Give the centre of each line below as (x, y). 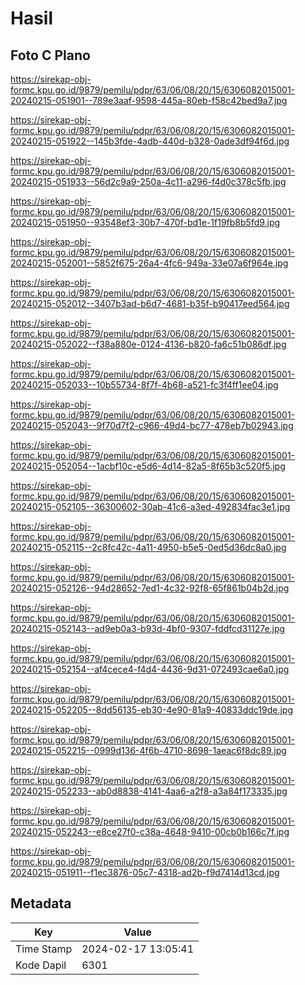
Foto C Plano (50, 55)
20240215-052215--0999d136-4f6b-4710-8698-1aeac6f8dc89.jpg (148, 750)
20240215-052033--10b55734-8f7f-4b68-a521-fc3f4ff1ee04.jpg (144, 385)
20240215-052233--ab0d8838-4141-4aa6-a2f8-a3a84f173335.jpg (149, 791)
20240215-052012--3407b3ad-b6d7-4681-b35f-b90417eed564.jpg (150, 303)
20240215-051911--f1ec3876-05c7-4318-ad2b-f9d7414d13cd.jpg (145, 872)
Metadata (41, 903)
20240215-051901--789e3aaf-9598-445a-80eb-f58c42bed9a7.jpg (149, 100)
